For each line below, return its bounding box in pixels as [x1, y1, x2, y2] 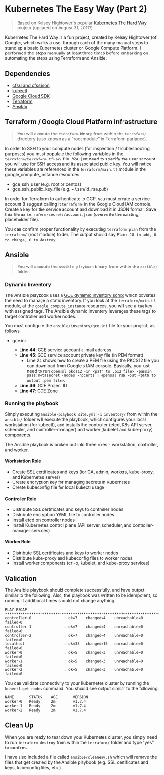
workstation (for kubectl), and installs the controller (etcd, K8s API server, [5, 421, 153, 428]
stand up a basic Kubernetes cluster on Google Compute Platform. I [5, 45, 141, 51]
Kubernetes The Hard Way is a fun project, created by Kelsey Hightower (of [5, 34, 157, 40]
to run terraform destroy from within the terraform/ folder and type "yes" [5, 740, 154, 746]
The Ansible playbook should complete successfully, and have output [5, 588, 145, 593]
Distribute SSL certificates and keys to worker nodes [12, 550, 118, 556]
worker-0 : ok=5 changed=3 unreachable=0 [5, 650, 143, 655]
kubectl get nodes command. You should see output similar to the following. [5, 686, 159, 692]
